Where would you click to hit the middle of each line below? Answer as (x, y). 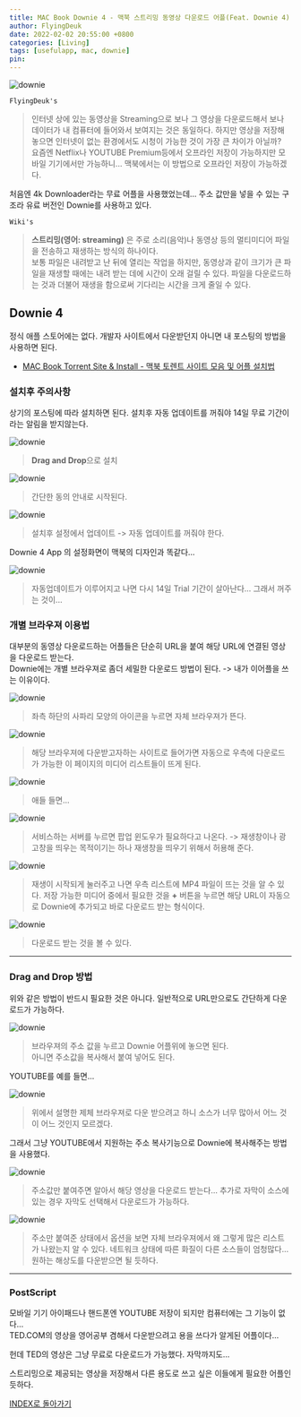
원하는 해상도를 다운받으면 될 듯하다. (95, 1260)
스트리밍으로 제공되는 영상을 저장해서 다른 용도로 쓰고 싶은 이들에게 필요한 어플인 (150, 1373)
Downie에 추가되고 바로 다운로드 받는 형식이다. (123, 906)
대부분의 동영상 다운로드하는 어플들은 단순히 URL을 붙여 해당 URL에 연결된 (139, 647)
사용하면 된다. (34, 347)
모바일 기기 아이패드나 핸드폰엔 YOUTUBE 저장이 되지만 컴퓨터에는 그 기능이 (143, 1313)
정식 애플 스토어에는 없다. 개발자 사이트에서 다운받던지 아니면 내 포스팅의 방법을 (148, 336)
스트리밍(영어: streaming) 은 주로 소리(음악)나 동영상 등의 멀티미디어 (152, 240)
